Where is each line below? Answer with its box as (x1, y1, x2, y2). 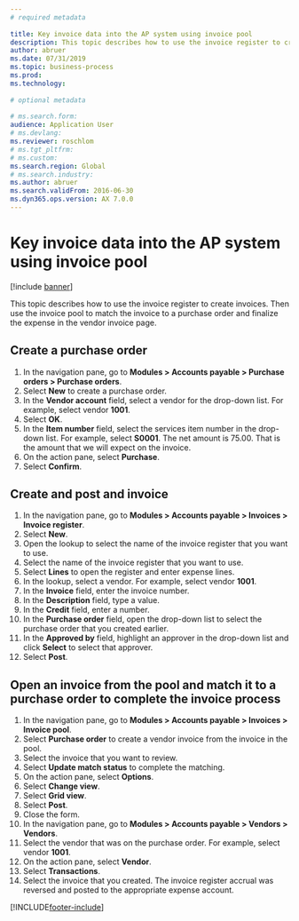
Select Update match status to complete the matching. (22, 762, 225, 773)
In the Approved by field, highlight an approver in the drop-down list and (22, 632, 289, 644)
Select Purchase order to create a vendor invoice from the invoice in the (22, 734, 288, 744)
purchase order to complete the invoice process (10, 691, 281, 706)
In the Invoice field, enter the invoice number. (22, 585, 190, 596)
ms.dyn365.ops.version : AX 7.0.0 (10, 195, 134, 204)
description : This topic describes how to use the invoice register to (10, 37, 280, 47)
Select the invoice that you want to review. (22, 752, 178, 764)
